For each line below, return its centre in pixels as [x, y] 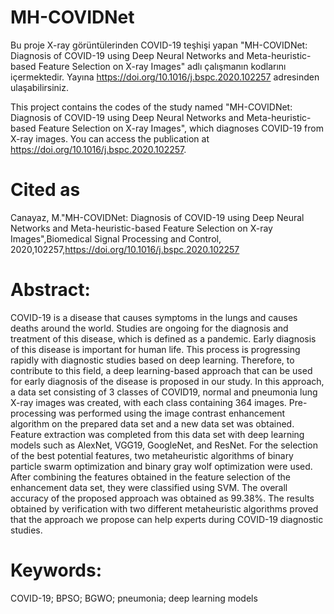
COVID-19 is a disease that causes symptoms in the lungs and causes [154, 317]
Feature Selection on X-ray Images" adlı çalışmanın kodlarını [162, 66]
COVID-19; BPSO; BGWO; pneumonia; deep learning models [134, 598]
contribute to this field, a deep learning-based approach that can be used [161, 370]
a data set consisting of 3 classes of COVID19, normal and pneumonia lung [164, 392]
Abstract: [50, 290]
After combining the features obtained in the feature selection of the [151, 477]
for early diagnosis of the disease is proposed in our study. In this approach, [167, 381]
